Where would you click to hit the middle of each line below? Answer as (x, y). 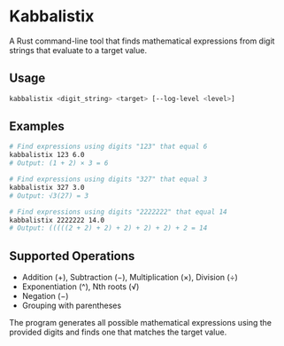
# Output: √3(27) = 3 (49, 196)
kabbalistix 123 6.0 (47, 155)
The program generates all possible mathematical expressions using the (141, 323)
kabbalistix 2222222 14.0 (57, 220)
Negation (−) (45, 296)
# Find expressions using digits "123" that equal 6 (108, 147)
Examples (37, 126)
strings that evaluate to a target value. (78, 50)
